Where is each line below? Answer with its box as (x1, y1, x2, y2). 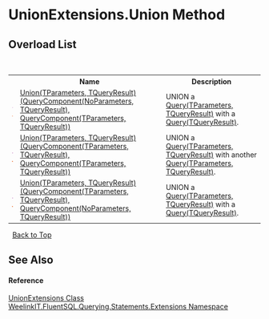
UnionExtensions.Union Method (8, 6, 226, 24)
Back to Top (11, 230, 52, 240)
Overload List (8, 38, 77, 51)
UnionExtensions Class (8, 293, 84, 303)
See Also (8, 253, 54, 267)
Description (191, 76, 232, 86)
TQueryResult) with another (165, 150, 258, 159)
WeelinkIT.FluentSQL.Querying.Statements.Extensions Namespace (8, 302, 228, 312)
